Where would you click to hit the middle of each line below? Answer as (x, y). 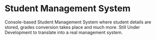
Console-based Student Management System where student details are (78, 22)
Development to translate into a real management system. (64, 32)
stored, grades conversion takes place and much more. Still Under (72, 27)
